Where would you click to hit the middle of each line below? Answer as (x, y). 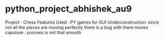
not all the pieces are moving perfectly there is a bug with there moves (77, 27)
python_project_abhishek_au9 (68, 9)
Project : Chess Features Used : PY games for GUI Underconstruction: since (82, 22)
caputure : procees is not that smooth (43, 32)
